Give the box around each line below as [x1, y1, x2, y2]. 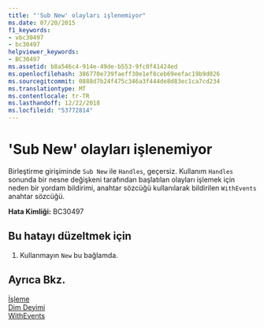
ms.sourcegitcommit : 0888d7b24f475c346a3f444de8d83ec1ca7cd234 [8, 77, 221, 85]
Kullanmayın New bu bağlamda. [19, 250, 118, 260]
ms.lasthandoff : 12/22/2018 [8, 99, 101, 107]
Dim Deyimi [8, 302, 46, 311]
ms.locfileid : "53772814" [8, 107, 93, 115]
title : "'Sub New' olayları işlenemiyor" [8, 11, 147, 20]
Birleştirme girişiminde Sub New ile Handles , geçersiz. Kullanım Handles [8, 166, 234, 175]
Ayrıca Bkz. [8, 273, 66, 287]
